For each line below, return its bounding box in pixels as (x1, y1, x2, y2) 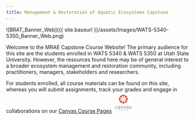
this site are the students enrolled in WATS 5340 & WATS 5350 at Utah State (6, 50, 190, 57)
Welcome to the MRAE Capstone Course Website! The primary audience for (6, 44, 189, 51)
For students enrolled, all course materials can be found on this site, (6, 79, 169, 87)
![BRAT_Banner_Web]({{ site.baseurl (6, 26, 93, 33)
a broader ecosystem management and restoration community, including (6, 62, 181, 69)
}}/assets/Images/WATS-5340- (93, 26, 169, 33)
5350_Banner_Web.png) (6, 32, 64, 39)
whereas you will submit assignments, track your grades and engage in (6, 86, 177, 93)
